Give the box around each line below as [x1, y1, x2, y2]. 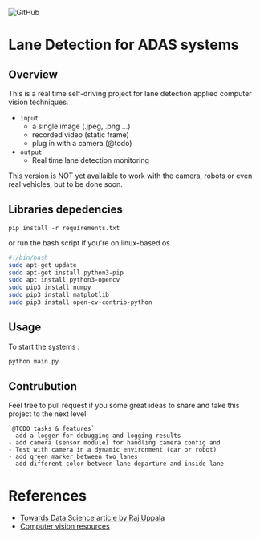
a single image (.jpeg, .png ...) [31, 121, 131, 131]
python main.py [8, 357, 59, 365]
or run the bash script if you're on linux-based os [8, 237, 170, 248]
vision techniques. [8, 97, 69, 107]
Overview [8, 67, 59, 81]
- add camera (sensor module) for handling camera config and [8, 439, 221, 447]
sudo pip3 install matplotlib [8, 291, 110, 299]
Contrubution [8, 379, 78, 393]
